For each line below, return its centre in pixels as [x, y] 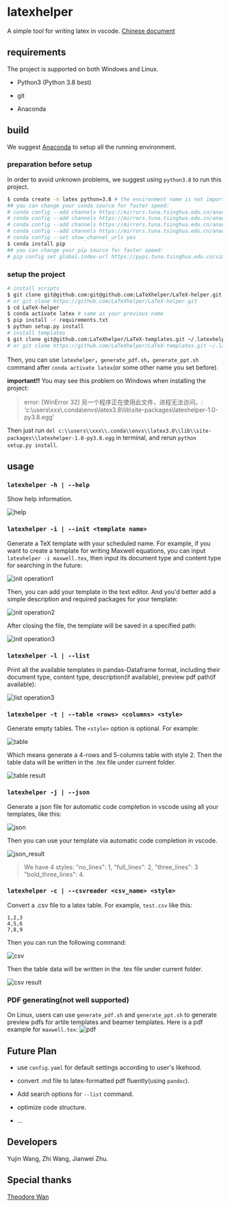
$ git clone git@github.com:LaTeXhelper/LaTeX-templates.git [96, 339]
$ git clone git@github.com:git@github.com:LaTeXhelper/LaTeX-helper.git [115, 295]
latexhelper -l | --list [49, 656]
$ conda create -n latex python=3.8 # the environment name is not [105, 199]
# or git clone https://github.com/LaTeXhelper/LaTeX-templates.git [107, 346]
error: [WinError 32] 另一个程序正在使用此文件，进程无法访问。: [113, 402]
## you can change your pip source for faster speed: [86, 250]
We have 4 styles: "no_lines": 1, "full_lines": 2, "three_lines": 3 [111, 867]
